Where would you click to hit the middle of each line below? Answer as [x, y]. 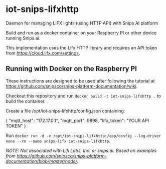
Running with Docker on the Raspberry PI [71, 69]
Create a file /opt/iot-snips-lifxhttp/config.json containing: [65, 110]
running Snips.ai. [23, 38]
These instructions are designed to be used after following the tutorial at [80, 80]
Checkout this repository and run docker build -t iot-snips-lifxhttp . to [83, 95]
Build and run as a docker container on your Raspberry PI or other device [81, 32]
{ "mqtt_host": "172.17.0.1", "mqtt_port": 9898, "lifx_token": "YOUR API [77, 120]
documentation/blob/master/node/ [41, 161]
